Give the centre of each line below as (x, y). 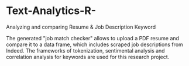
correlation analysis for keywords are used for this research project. (88, 57)
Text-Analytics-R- (51, 11)
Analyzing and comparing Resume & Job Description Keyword (81, 27)
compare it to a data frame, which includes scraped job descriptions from (94, 44)
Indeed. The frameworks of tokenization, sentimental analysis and (85, 50)
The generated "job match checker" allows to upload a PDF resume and (93, 38)
